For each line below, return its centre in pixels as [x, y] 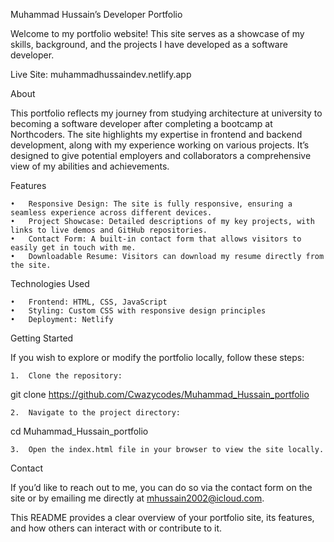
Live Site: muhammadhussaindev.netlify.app [101, 74]
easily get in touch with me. [73, 248]
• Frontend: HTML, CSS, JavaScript [89, 302]
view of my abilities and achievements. [90, 166]
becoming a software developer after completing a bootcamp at [141, 123]
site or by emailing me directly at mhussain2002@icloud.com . [137, 498]
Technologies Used [50, 283]
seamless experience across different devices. [111, 213]
